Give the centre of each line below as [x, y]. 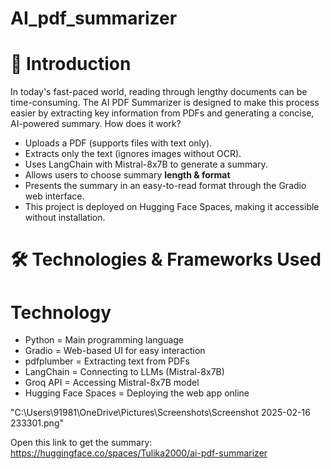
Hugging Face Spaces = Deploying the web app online [137, 393]
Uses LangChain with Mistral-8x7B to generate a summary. [146, 164]
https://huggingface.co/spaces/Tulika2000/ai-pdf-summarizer [139, 453]
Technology [61, 312]
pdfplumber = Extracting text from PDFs [107, 361]
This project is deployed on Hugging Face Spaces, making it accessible [172, 207]
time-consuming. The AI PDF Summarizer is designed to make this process [165, 103]
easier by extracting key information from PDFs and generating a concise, [162, 113]
